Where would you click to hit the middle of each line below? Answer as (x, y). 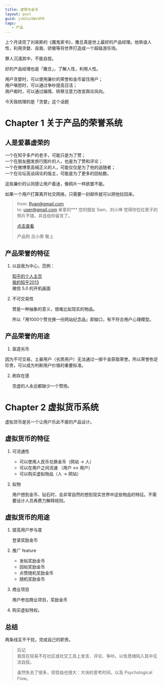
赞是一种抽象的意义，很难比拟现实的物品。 (55, 309)
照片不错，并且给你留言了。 (45, 216)
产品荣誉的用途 (27, 336)
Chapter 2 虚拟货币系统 (52, 407)
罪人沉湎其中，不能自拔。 (31, 58)
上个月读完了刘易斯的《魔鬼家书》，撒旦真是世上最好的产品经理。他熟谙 (76, 42)
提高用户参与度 (27, 530)
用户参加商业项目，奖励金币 (40, 600)
